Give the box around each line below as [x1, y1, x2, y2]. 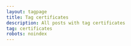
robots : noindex [6, 31, 47, 37]
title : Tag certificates [6, 14, 69, 20]
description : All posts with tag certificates [6, 20, 126, 26]
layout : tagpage [6, 8, 47, 15]
